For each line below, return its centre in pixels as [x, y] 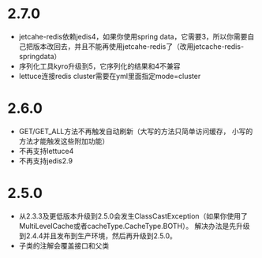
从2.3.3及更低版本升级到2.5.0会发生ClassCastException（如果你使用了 [133, 216]
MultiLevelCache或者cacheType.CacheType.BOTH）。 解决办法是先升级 [134, 226]
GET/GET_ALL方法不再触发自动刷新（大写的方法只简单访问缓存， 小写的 [136, 131]
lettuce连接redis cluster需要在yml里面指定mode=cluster [110, 76]
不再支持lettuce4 [46, 151]
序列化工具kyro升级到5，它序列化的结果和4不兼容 [99, 66]
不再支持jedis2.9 [45, 161]
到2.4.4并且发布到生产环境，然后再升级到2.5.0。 [97, 236]
